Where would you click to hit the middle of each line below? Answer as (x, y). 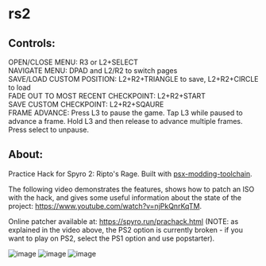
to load (20, 87)
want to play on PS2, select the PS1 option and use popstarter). (112, 238)
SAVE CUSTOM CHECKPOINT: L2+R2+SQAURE (86, 104)
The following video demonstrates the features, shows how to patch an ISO (131, 189)
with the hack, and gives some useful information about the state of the (125, 197)
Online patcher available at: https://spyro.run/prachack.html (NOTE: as (123, 221)
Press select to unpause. (49, 129)
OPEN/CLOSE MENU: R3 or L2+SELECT (73, 62)
